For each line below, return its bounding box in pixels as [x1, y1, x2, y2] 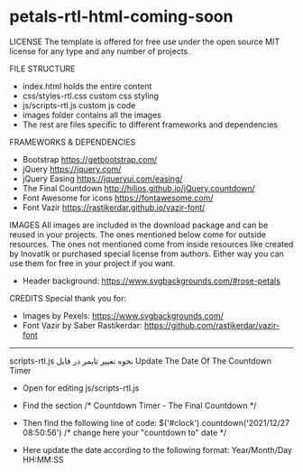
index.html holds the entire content [22, 80, 152, 91]
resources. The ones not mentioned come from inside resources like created [9, 238, 294, 249]
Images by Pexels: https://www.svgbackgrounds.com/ [22, 310, 224, 321]
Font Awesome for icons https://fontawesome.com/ [22, 192, 214, 203]
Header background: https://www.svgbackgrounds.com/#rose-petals [22, 275, 281, 286]
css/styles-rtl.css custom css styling [22, 90, 160, 101]
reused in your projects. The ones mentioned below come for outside [9, 228, 266, 240]
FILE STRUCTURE [9, 63, 76, 74]
